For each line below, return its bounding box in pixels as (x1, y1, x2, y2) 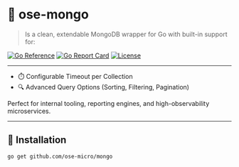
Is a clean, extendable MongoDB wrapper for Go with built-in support (24, 30, 228, 38)
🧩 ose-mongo (7, 6, 89, 23)
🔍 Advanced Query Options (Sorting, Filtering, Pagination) (17, 82, 190, 91)
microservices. (7, 107, 51, 115)
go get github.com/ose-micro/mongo (7, 153, 113, 160)
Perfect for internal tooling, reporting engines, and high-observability (7, 99, 210, 107)
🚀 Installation (7, 134, 67, 146)
